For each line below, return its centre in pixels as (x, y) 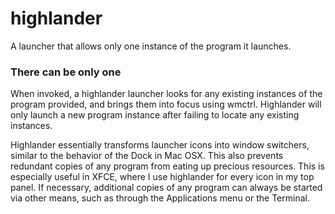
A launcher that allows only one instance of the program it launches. (151, 46)
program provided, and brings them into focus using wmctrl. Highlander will (166, 104)
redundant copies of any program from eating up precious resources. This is (167, 166)
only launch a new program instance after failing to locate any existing (155, 115)
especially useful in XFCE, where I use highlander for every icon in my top (162, 177)
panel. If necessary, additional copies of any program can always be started (166, 188)
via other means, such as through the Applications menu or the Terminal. (160, 198)
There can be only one (66, 72)
